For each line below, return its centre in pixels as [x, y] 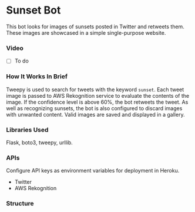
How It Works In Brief [37, 77]
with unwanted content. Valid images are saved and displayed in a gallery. [95, 114]
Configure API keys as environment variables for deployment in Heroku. [93, 171]
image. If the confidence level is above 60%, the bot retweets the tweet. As [97, 102]
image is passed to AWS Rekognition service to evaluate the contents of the [98, 95]
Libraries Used [27, 130]
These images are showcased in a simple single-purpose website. [86, 32]
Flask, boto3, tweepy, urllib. [40, 143]
